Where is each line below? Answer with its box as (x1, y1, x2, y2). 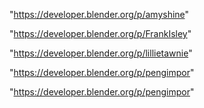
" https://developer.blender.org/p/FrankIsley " (9, 28, 192, 39)
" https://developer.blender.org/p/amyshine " (9, 9, 190, 20)
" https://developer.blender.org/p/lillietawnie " (9, 47, 193, 59)
